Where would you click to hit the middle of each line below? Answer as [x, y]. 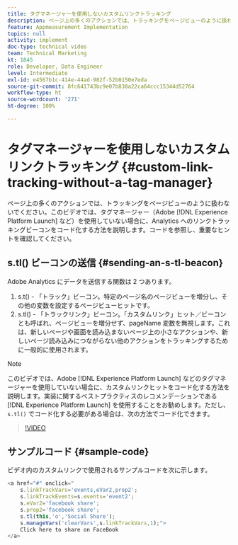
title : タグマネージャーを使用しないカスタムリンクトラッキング [89, 14]
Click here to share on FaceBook [69, 529]
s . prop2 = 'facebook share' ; [60, 510]
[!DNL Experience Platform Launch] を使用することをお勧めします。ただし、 [119, 405]
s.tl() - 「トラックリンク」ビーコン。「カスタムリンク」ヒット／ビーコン [122, 314]
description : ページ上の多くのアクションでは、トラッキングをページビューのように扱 [117, 21]
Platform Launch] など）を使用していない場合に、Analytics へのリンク [109, 221]
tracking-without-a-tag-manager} [110, 183]
